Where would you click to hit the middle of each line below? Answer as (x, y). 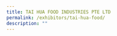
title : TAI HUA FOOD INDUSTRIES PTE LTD (59, 12)
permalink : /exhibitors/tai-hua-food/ (56, 18)
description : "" (27, 23)
